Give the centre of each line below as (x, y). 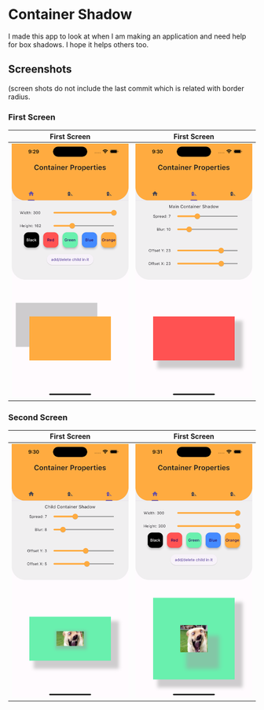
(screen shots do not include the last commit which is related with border (126, 88)
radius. (19, 97)
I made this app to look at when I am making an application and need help (127, 36)
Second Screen (38, 417)
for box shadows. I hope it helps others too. (79, 44)
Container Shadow (70, 15)
